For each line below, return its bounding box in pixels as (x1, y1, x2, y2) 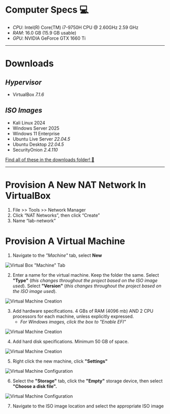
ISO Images (5, 106, 42, 115)
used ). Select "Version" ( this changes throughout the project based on (12, 283, 162, 289)
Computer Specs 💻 (5, 4, 89, 16)
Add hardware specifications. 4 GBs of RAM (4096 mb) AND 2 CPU (12, 308, 153, 314)
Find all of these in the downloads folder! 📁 (5, 156, 95, 163)
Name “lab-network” (12, 217, 56, 224)
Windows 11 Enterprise (12, 130, 60, 136)
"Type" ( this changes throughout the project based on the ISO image (12, 277, 158, 283)
